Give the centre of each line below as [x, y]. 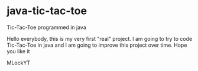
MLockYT [19, 63]
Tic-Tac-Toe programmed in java [46, 27]
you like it [18, 51]
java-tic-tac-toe [47, 11]
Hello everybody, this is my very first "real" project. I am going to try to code [100, 38]
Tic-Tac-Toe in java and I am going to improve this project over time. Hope [97, 45]
